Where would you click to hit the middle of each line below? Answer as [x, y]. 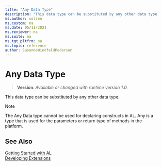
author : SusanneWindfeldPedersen [39, 50]
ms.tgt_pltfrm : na [24, 41]
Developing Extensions [28, 158]
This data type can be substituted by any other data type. [62, 97]
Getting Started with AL [28, 153]
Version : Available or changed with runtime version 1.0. [72, 87]
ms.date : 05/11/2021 [26, 28]
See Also [19, 141]
